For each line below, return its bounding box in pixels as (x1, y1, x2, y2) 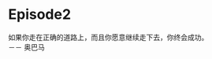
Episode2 (8, 6, 72, 24)
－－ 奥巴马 (8, 42, 45, 52)
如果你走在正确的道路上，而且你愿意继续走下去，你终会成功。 (8, 32, 209, 42)
